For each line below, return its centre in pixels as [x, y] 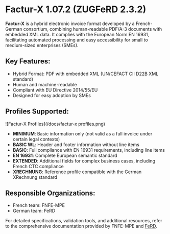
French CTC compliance [38, 166]
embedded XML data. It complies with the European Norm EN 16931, [77, 34]
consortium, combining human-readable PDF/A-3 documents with [93, 29]
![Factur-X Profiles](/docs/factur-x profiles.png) [55, 124]
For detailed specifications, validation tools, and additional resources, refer [84, 221]
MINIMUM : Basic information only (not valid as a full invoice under [82, 133]
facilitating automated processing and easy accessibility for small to [77, 40]
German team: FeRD [34, 211]
